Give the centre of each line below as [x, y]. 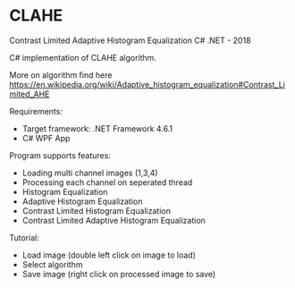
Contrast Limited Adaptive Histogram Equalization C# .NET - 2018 [131, 40]
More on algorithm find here [61, 75]
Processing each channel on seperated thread [107, 182]
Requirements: [36, 111]
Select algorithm [52, 264]
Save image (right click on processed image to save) [119, 274]
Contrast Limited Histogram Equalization [97, 210]
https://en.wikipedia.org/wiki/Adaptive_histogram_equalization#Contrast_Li [147, 84]
